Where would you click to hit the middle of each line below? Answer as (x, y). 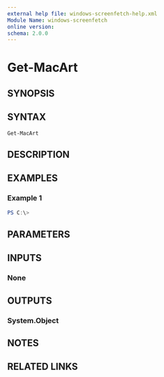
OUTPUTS (30, 301)
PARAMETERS (39, 234)
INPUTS (24, 258)
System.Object (33, 320)
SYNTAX (27, 117)
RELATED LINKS (43, 367)
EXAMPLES (32, 178)
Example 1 (25, 198)
